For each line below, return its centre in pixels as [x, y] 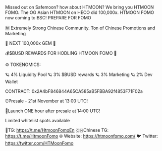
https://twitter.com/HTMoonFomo [39, 143]
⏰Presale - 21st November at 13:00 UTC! [47, 101]
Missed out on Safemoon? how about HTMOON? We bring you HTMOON [80, 7]
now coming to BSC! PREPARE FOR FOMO [48, 18]
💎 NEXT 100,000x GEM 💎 [30, 43]
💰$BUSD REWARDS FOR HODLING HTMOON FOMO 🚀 [61, 53]
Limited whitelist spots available [38, 120]
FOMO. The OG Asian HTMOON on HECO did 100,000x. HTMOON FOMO [80, 12]
